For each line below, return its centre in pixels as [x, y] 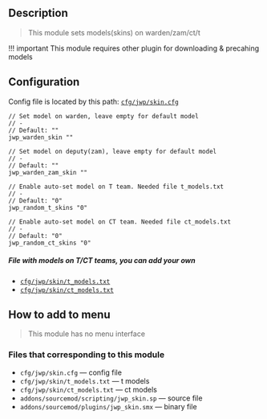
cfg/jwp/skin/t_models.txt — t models [85, 380]
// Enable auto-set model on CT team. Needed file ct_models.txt [119, 222]
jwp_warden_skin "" [41, 137]
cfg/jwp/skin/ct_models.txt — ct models [89, 389]
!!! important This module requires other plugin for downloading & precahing [134, 48]
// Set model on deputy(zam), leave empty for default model [113, 151]
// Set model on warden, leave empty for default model [103, 116]
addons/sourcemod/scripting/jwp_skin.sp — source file [111, 398]
